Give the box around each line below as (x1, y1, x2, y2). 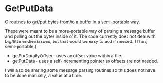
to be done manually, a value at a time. (5, 72, 83, 78)
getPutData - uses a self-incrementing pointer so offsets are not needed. (12, 58, 158, 64)
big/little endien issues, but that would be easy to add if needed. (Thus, (5, 38, 148, 44)
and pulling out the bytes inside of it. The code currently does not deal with (5, 33, 156, 39)
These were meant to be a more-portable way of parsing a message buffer (5, 28, 155, 34)
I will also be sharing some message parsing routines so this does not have (5, 67, 156, 73)
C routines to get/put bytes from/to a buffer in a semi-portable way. (5, 19, 140, 25)
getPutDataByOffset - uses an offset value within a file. (12, 53, 123, 58)
